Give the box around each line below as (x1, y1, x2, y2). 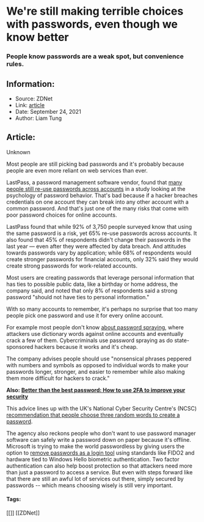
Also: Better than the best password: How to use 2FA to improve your (6, 386, 186, 393)
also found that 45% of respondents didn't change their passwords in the (6, 236, 191, 243)
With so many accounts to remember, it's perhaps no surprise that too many (6, 305, 198, 313)
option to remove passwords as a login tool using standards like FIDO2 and (6, 449, 195, 457)
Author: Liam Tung (15, 114, 62, 122)
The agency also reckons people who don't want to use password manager (6, 430, 196, 437)
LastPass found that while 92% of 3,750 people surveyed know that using (6, 223, 192, 230)
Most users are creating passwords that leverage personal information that (6, 274, 194, 281)
